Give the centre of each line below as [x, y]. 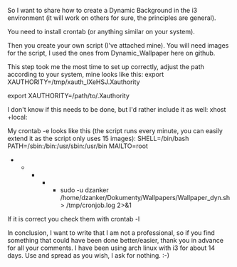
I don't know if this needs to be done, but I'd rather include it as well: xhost [117, 109]
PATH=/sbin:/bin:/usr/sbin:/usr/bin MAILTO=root [78, 146]
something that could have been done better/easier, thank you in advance [116, 240]
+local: [17, 117]
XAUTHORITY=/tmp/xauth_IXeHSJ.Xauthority [74, 82]
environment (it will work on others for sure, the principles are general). [112, 18]
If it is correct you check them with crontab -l [74, 219]
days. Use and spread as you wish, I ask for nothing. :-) [88, 255]
